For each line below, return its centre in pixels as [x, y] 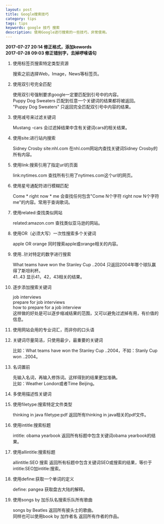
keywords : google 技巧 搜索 [33, 28]
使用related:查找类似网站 [37, 213]
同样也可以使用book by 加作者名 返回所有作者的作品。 [67, 516]
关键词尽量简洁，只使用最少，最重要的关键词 [58, 340]
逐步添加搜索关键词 [32, 287]
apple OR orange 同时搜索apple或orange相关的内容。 [67, 244]
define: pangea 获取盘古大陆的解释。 [50, 489]
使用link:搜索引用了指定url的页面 [45, 165]
